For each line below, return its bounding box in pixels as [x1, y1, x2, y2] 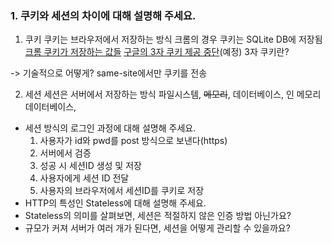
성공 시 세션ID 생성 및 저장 [39, 160, 142, 172]
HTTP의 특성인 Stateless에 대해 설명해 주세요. [24, 197, 207, 209]
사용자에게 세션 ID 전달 [39, 172, 130, 184]
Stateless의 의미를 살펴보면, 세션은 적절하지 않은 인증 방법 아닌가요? [24, 210, 292, 222]
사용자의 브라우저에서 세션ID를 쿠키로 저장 [39, 185, 205, 197]
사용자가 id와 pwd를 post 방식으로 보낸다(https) [39, 135, 228, 147]
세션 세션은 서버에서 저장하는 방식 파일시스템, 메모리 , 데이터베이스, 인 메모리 [24, 88, 322, 101]
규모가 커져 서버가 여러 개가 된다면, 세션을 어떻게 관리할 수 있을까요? [24, 222, 291, 234]
